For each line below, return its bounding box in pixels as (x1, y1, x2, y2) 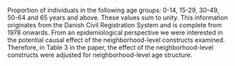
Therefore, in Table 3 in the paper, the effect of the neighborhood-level (7, 44, 214, 51)
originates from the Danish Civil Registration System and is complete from (7, 21, 222, 29)
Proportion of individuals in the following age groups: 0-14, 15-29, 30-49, (7, 6, 219, 14)
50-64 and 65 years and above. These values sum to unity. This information (7, 13, 228, 22)
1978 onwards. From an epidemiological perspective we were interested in (7, 28, 224, 37)
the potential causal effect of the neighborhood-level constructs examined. (7, 36, 226, 44)
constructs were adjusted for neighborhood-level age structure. (7, 51, 193, 59)
